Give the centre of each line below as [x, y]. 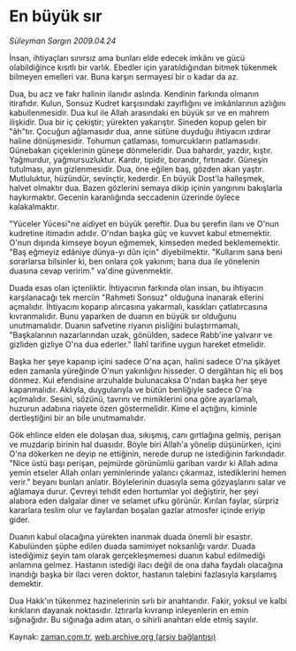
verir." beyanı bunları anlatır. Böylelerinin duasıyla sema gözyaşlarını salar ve [148, 482]
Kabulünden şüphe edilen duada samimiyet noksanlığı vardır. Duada [133, 546]
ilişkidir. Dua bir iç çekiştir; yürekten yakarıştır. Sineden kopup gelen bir [138, 122]
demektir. [27, 583]
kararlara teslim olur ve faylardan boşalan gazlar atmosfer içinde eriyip [137, 509]
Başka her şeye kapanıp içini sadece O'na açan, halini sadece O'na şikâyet [145, 361]
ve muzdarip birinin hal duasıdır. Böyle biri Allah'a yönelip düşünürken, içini [145, 444]
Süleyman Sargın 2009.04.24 [63, 41]
